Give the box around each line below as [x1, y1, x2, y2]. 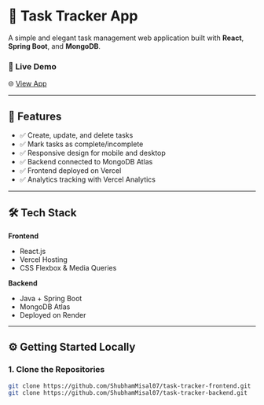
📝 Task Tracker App [8, 7, 138, 25]
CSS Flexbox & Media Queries [19, 263, 117, 272]
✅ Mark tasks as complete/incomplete [19, 139, 144, 149]
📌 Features [8, 109, 62, 123]
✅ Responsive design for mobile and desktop [19, 149, 167, 158]
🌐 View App [8, 79, 47, 89]
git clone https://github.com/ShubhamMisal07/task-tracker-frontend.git [8, 381, 251, 390]
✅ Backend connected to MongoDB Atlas [19, 157, 153, 167]
